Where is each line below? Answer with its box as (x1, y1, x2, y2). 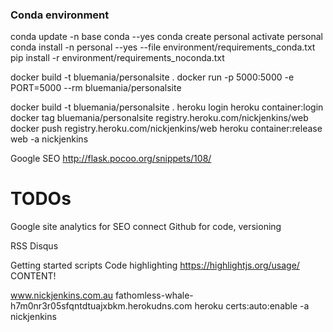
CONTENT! (10, 270, 57, 282)
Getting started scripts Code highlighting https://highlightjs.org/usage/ (10, 259, 300, 272)
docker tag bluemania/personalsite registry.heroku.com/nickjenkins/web (10, 112, 309, 124)
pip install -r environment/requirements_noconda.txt (10, 52, 225, 64)
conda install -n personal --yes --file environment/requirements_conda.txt (10, 41, 316, 53)
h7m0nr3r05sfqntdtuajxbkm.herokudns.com (10, 300, 193, 312)
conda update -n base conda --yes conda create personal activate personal (10, 31, 323, 43)
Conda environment (10, 8, 110, 22)
